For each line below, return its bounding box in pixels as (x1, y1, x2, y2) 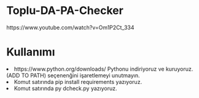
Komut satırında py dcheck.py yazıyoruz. (14, 85, 117, 92)
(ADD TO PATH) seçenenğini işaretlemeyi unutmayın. (6, 71, 140, 79)
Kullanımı (6, 45, 55, 59)
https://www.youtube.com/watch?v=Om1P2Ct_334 (6, 24, 135, 31)
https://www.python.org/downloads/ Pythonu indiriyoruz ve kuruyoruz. (14, 65, 193, 72)
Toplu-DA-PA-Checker (6, 4, 124, 18)
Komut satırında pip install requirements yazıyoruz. (14, 78, 142, 85)
